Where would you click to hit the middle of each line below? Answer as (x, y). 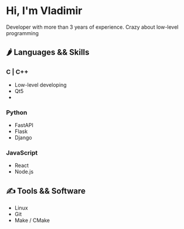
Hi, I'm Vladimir (44, 11)
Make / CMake (32, 220)
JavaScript (22, 152)
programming (23, 33)
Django (23, 137)
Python (17, 112)
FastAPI (24, 125)
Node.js (24, 172)
